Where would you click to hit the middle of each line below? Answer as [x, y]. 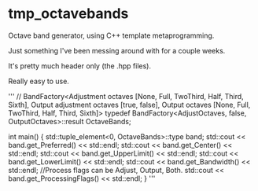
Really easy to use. [39, 81]
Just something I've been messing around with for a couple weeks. [117, 50]
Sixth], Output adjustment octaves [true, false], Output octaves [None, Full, [129, 105]
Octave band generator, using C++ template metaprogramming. [111, 35]
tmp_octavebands [68, 14]
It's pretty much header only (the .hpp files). [80, 66]
